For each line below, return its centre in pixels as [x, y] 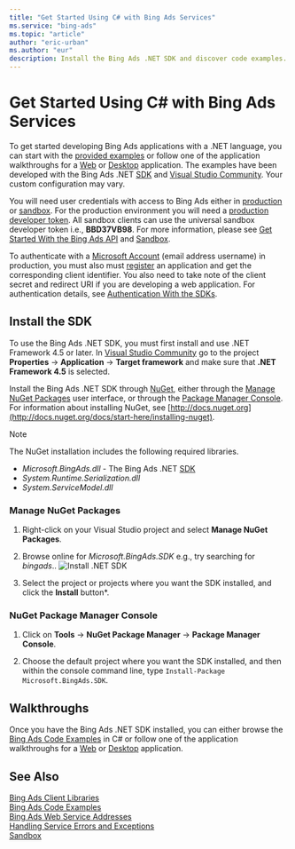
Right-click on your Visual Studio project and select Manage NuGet [145, 530]
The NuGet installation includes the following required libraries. [124, 451]
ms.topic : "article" [47, 34]
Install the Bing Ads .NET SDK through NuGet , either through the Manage [142, 388]
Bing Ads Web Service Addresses [70, 816]
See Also [34, 777]
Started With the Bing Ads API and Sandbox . [90, 238]
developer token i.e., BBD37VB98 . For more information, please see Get [141, 229]
